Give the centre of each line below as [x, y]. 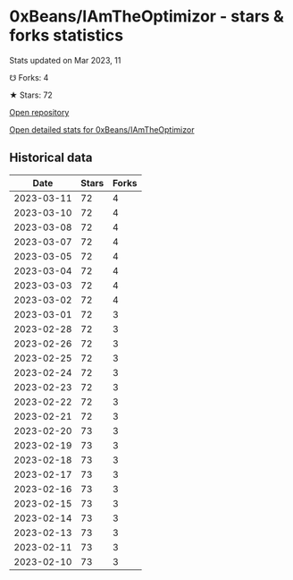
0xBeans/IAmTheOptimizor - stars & [146, 17]
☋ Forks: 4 [29, 77]
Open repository [39, 112]
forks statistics [66, 35]
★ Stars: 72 [31, 95]
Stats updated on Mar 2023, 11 [65, 60]
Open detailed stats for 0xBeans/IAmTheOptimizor [102, 129]
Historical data [51, 158]
